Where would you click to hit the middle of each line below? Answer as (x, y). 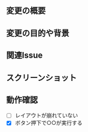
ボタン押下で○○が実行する (48, 123)
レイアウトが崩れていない (46, 115)
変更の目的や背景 (38, 33)
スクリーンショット (41, 78)
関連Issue (25, 55)
